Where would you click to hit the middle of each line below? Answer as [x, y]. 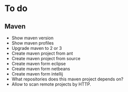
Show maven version [32, 38]
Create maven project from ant [42, 53]
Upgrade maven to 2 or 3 [37, 48]
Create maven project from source [46, 58]
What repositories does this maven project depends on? [67, 79]
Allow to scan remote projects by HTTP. [51, 84]
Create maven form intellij [37, 74]
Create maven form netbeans [41, 69]
